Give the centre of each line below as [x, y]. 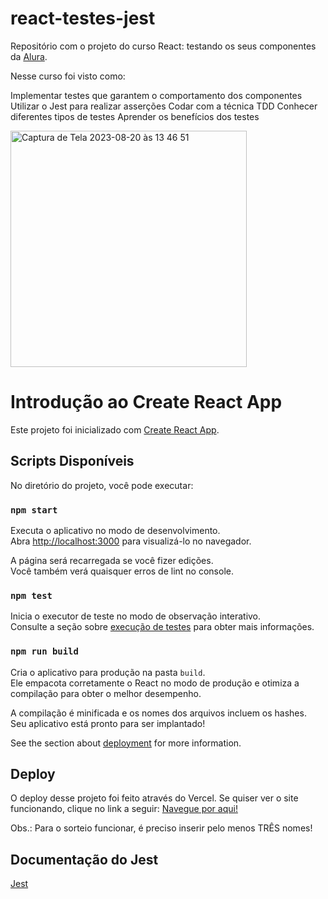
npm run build [44, 651]
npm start [34, 510]
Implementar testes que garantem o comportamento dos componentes [156, 95]
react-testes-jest [83, 18]
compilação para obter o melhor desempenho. [106, 693]
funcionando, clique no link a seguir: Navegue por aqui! [124, 809]
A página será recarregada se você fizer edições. [112, 560]
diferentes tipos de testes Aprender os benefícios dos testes [135, 116]
